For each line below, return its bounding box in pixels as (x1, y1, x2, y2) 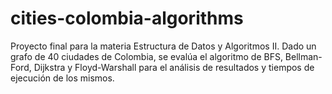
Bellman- (284, 50, 323, 62)
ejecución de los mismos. (10, 72, 115, 84)
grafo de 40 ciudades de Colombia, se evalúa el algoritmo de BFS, (10, 50, 283, 62)
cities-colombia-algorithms (10, 7, 244, 30)
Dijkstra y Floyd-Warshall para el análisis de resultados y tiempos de (33, 61, 315, 73)
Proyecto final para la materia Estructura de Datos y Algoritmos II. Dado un (10, 40, 317, 52)
